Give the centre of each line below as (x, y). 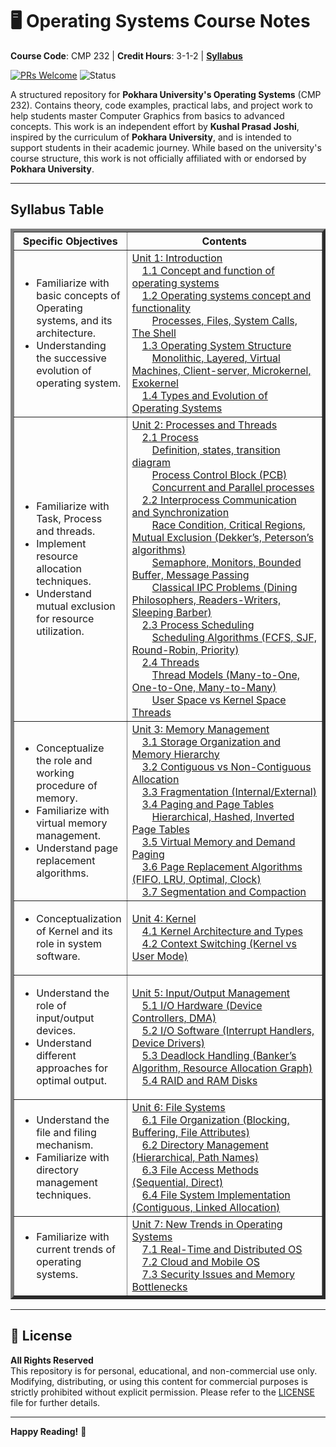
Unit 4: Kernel (164, 918)
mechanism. (65, 1145)
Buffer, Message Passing (190, 575)
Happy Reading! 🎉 (48, 1431)
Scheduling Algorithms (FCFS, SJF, (234, 637)
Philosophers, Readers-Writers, (206, 600)
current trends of (76, 1249)
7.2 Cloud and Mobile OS (200, 1261)
